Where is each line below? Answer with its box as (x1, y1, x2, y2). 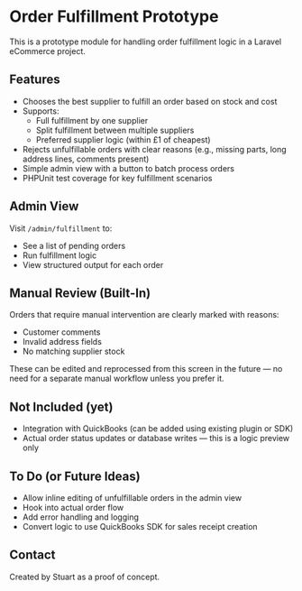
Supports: (22, 106, 59, 116)
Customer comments (22, 327, 101, 337)
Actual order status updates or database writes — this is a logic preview (22, 433, 290, 444)
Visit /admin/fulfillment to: (9, 223, 113, 234)
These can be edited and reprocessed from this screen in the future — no (9, 364, 283, 374)
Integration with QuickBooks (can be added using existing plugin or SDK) (22, 423, 294, 434)
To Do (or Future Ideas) (9, 468, 142, 484)
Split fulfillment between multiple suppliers (35, 125, 195, 135)
